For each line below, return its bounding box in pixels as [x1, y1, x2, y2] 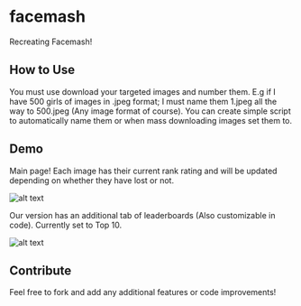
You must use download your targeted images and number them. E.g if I [9, 86, 277, 97]
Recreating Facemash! [9, 36, 93, 47]
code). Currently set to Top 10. [9, 219, 123, 230]
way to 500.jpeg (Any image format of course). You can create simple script [9, 106, 291, 116]
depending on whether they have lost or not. [9, 174, 174, 186]
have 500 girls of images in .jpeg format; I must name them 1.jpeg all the [9, 96, 278, 107]
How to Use [9, 62, 76, 78]
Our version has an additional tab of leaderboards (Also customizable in [9, 209, 276, 220]
